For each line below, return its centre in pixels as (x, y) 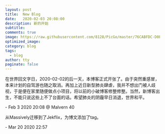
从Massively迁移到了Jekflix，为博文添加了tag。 (53, 117)
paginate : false (22, 64)
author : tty (17, 60)
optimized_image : (23, 42)
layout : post (18, 10)
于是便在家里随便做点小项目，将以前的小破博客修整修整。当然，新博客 (84, 91)
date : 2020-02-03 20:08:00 (35, 19)
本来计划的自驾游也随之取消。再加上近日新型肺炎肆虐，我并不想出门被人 (78, 85)
